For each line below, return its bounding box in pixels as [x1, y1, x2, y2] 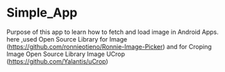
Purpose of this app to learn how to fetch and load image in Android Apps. [6, 28, 219, 36]
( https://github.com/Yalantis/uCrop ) [6, 57, 108, 65]
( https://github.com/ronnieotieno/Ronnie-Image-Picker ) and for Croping [6, 42, 212, 51]
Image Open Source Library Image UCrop [6, 50, 126, 58]
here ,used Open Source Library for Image [6, 35, 128, 43]
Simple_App [6, 5, 78, 21]
